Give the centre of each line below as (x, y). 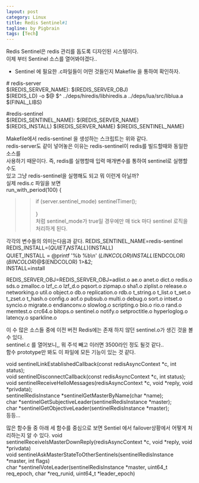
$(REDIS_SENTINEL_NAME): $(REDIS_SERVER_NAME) (72, 120)
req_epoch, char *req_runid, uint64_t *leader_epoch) (71, 473)
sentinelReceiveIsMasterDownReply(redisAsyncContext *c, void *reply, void (99, 442)
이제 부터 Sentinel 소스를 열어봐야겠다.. (52, 59)
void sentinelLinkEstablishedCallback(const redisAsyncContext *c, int (91, 364)
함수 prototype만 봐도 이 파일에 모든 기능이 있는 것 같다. (71, 352)
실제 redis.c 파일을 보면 (34, 183)
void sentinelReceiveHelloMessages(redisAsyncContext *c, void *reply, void (99, 383)
